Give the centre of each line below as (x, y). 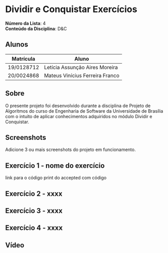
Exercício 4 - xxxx (34, 228)
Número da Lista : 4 (25, 23)
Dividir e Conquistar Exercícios (71, 9)
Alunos (17, 45)
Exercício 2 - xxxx (34, 194)
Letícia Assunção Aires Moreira (81, 67)
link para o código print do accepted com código (56, 178)
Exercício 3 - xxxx (34, 211)
